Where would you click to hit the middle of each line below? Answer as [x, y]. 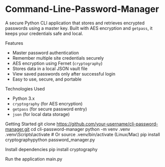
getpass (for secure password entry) [50, 109]
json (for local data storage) [41, 114]
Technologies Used [25, 88]
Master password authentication [46, 53]
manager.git [17, 129]
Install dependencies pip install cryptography [52, 149]
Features [14, 43]
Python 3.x [23, 98]
